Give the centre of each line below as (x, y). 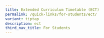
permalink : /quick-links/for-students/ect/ (51, 14)
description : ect (23, 23)
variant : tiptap (22, 19)
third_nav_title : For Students (38, 28)
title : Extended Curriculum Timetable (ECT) (52, 10)
